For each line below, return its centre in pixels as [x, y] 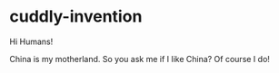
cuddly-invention [76, 17]
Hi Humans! [31, 41]
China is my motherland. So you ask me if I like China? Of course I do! [140, 59]
